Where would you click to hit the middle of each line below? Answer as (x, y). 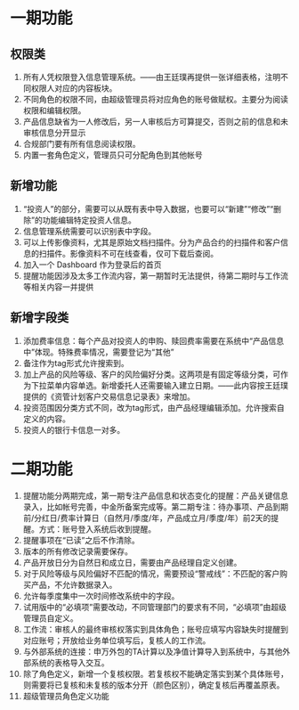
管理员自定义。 (50, 618)
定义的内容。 (46, 419)
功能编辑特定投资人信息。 (89, 220)
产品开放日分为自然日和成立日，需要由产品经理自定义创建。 (132, 562)
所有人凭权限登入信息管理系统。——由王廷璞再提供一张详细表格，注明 (152, 77)
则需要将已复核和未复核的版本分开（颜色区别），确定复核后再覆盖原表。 (154, 685)
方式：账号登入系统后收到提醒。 (97, 529)
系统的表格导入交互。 (70, 662)
